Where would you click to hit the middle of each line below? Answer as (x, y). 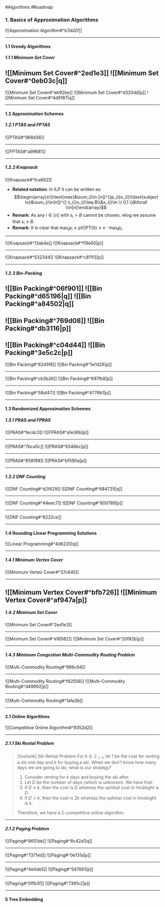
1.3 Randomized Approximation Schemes (48, 409)
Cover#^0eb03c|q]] (36, 81)
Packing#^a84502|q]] (40, 304)
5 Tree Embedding (24, 899)
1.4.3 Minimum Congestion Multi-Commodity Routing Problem (70, 655)
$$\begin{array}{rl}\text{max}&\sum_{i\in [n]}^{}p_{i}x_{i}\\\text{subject (86, 197)
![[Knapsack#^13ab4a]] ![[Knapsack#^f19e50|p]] (54, 243)
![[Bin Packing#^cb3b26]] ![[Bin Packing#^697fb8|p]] (59, 379)
